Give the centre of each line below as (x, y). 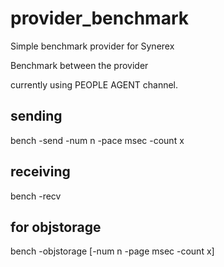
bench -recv (36, 196)
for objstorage (56, 227)
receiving (40, 172)
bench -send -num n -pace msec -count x (97, 140)
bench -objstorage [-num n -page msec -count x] (112, 251)
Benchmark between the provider (79, 65)
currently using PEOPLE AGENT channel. (94, 84)
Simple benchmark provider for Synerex (92, 46)
